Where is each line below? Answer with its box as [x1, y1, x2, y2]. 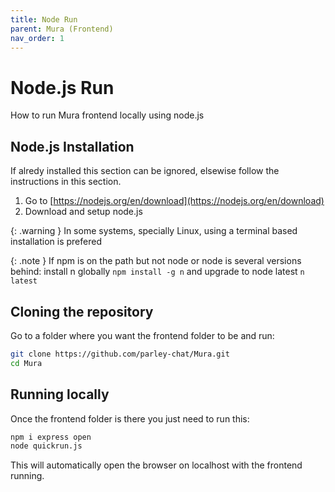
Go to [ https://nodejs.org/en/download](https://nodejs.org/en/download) [24, 195, 325, 207]
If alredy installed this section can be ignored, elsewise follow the [10, 165, 280, 177]
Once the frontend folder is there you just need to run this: [10, 412, 250, 425]
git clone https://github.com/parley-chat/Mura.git [10, 349, 230, 359]
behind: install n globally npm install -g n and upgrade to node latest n [10, 266, 305, 278]
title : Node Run [10, 14, 78, 25]
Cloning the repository [10, 303, 154, 320]
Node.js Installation [10, 138, 135, 155]
